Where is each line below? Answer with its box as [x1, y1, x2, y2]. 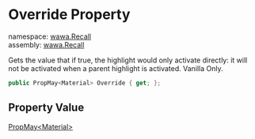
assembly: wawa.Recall [8, 39, 85, 49]
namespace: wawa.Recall [8, 32, 92, 41]
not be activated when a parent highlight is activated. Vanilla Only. [8, 63, 223, 73]
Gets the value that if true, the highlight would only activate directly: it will [8, 55, 248, 65]
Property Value [8, 101, 85, 115]
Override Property [8, 6, 131, 24]
